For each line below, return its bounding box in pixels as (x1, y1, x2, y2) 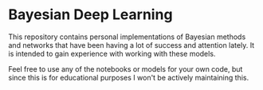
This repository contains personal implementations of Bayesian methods (8, 32, 246, 41)
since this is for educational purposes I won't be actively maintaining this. (8, 72, 249, 82)
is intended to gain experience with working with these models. (8, 49, 216, 58)
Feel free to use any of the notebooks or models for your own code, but (8, 64, 243, 73)
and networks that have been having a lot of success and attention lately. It (8, 40, 255, 49)
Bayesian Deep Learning (8, 6, 173, 24)
